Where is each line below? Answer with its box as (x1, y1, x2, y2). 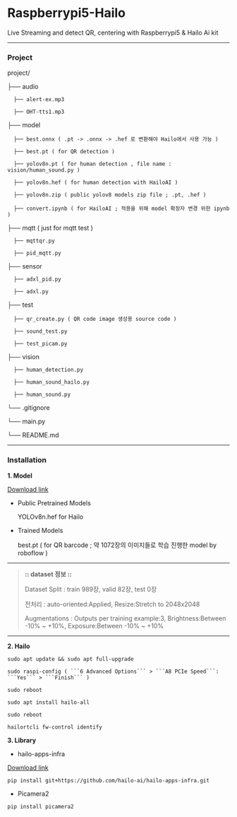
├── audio (7, 83, 39, 91)
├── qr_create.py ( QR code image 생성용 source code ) (13, 316, 177, 323)
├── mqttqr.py (13, 237, 55, 245)
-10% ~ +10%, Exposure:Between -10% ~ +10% (24, 621, 164, 630)
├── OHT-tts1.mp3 (13, 108, 65, 116)
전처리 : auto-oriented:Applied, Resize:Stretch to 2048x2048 (24, 599, 200, 609)
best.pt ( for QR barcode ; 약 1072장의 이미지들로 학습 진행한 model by (17, 541, 217, 549)
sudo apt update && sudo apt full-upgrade (7, 655, 134, 662)
